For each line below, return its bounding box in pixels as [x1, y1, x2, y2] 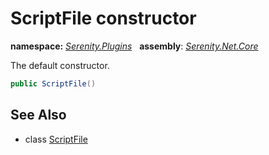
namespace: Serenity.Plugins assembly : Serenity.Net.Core [10, 40, 259, 52]
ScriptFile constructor [10, 7, 197, 30]
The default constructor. [10, 59, 110, 71]
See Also [10, 107, 67, 124]
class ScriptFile [24, 133, 88, 145]
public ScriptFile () [10, 78, 97, 89]
